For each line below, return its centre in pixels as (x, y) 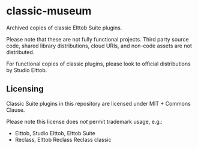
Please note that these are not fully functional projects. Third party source (97, 39)
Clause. (16, 110)
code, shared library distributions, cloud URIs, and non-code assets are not (99, 46)
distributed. (20, 52)
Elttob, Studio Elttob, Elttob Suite (55, 133)
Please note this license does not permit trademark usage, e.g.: (85, 121)
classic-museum (49, 11)
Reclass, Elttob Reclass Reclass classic (63, 139)
